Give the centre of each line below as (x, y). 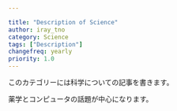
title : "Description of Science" (63, 22)
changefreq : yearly (40, 52)
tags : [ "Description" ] (45, 44)
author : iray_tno (37, 30)
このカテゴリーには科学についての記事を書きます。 (91, 82)
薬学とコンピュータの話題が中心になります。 (81, 99)
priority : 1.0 (32, 59)
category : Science (38, 37)
